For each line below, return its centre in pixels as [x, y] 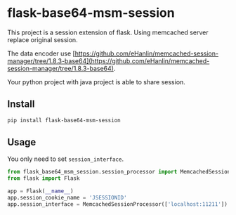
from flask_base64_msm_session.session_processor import [92, 172]
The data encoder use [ [41, 53]
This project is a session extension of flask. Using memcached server [108, 32]
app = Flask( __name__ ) [40, 191]
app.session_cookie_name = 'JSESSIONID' [67, 198]
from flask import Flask [44, 178]
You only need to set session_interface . [66, 159]
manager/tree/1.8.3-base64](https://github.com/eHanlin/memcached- [109, 60]
